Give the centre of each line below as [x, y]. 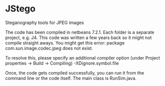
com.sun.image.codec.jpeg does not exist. [49, 48]
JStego [21, 9]
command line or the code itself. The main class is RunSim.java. [71, 78]
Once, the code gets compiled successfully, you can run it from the [75, 72]
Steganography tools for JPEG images [45, 22]
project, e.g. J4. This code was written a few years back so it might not [78, 37]
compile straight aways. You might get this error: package [65, 42]
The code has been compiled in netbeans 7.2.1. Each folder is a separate [80, 32]
